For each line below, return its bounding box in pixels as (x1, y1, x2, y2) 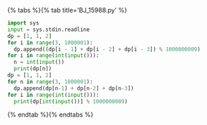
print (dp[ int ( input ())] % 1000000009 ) (13, 98, 129, 105)
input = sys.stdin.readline (7, 26, 90, 33)
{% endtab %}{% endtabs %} (7, 110, 94, 119)
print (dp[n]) (13, 65, 52, 72)
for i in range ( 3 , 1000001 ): (7, 39, 93, 46)
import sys (7, 20, 40, 27)
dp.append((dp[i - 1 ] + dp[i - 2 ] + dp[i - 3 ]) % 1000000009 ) (13, 46, 201, 53)
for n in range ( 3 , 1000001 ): (7, 78, 93, 85)
